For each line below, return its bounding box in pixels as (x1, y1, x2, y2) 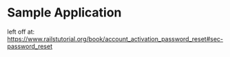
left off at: (7, 27, 35, 36)
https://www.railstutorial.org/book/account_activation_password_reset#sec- (7, 34, 224, 43)
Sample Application (7, 5, 122, 21)
